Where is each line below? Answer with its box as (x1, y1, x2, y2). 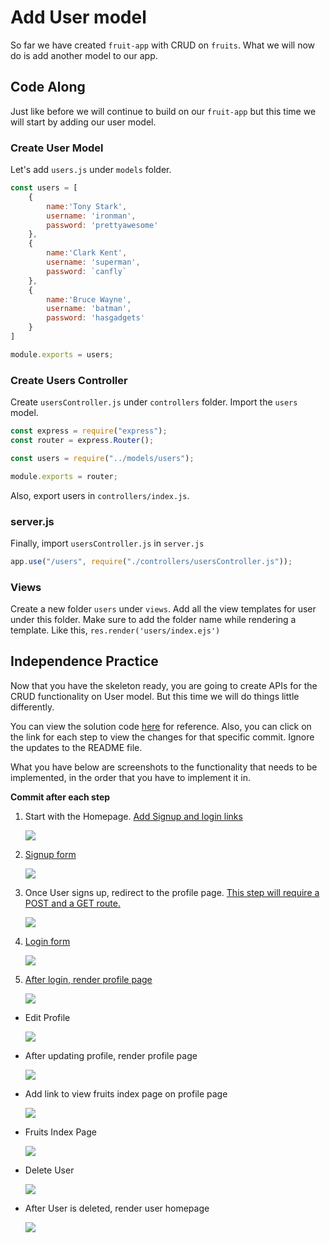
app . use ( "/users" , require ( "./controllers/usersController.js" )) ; (10, 556, 293, 566)
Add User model (10, 6, 147, 29)
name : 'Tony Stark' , (46, 201, 128, 211)
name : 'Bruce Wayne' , (46, 294, 132, 305)
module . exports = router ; (10, 471, 118, 481)
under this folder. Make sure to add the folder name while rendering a (10, 614, 297, 626)
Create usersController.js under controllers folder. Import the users (10, 396, 298, 408)
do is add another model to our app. (10, 49, 158, 61)
